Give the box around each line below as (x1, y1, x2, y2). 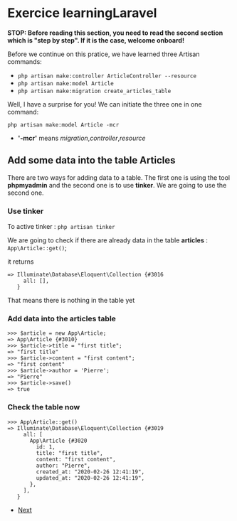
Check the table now (7, 402, 80, 412)
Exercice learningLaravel (7, 5, 157, 21)
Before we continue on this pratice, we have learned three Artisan (7, 50, 200, 58)
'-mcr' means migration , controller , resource (17, 134, 146, 142)
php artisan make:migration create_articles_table (17, 87, 172, 95)
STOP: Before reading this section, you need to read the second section (7, 28, 223, 37)
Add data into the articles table (7, 313, 116, 323)
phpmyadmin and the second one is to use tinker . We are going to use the (7, 181, 227, 189)
